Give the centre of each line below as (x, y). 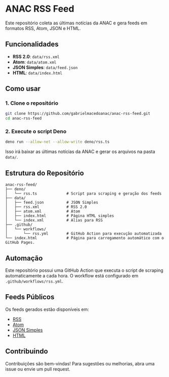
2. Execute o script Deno (36, 132)
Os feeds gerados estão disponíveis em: (47, 309)
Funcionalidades (32, 44)
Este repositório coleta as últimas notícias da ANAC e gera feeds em (76, 23)
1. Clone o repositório (32, 103)
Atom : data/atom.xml (34, 62)
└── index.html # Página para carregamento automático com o (85, 238)
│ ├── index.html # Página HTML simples (60, 216)
